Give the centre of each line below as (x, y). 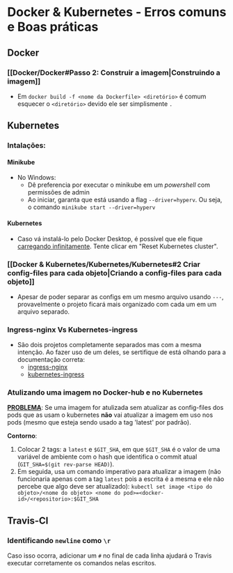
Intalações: (27, 146)
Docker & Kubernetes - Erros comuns (117, 12)
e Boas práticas (53, 27)
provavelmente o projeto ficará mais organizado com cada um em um (117, 304)
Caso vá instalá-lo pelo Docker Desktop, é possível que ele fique (110, 238)
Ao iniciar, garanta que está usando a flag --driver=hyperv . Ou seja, (125, 200)
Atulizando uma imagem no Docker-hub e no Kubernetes (105, 392)
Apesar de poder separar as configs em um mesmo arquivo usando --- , (120, 296)
